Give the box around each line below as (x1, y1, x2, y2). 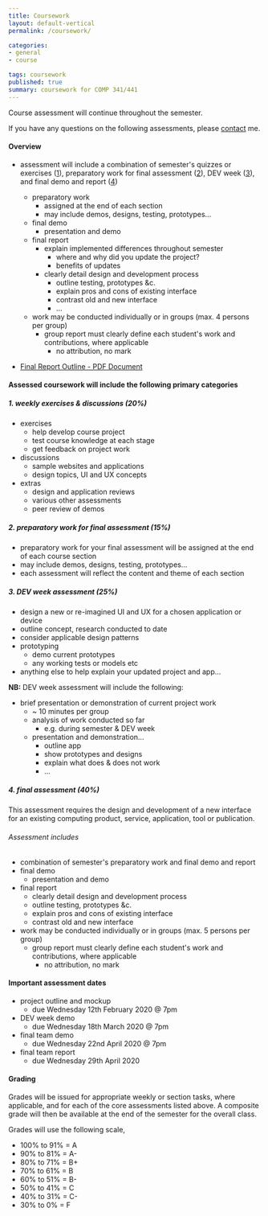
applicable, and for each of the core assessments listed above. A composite (8, 1100, 259, 1110)
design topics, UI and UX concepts (31, 470, 147, 479)
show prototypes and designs (43, 750, 143, 759)
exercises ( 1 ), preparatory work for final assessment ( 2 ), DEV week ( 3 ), (19, 168, 255, 178)
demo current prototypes (31, 650, 116, 659)
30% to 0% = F (19, 1200, 71, 1210)
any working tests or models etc (31, 659, 139, 668)
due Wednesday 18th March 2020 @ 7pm (31, 1021, 169, 1031)
